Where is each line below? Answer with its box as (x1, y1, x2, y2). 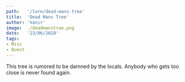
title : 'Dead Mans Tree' (6, 14, 69, 20)
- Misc (6, 42, 22, 47)
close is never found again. (6, 69, 71, 76)
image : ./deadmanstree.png (6, 25, 75, 31)
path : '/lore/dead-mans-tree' (6, 8, 85, 15)
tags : (6, 36, 19, 42)
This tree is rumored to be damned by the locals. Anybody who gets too (6, 63, 180, 70)
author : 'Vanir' (6, 19, 46, 25)
